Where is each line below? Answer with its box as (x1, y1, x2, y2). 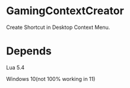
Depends (6, 44, 52, 58)
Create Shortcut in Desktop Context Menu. (6, 24, 110, 31)
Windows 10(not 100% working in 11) (6, 75, 96, 82)
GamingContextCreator (6, 4, 125, 18)
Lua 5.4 (6, 64, 25, 71)
